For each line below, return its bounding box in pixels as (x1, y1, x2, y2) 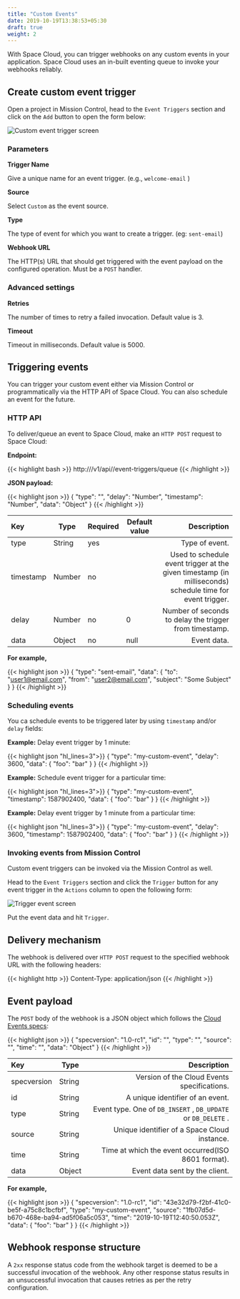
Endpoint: (7, 451, 37, 459)
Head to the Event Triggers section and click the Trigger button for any (7, 878, 219, 887)
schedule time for (170, 585, 229, 595)
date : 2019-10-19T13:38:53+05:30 (7, 17, 107, 24)
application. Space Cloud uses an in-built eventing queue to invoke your (7, 58, 219, 66)
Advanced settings (7, 283, 75, 293)
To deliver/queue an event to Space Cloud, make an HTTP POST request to (7, 429, 222, 438)
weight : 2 (7, 30, 37, 38)
